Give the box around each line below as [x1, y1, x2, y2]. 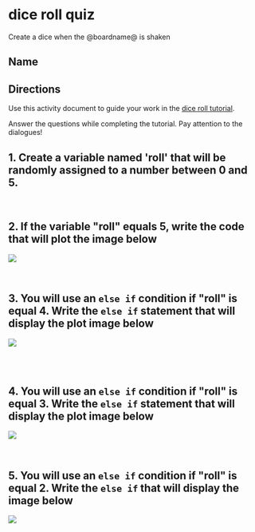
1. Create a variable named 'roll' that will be [8, 150, 226, 165]
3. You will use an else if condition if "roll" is [8, 292, 237, 305]
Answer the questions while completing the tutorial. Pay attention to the [8, 119, 243, 129]
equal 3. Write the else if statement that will [8, 397, 235, 411]
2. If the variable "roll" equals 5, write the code [8, 220, 245, 233]
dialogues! [8, 128, 43, 137]
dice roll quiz [8, 6, 96, 24]
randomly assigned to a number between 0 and [8, 163, 249, 177]
